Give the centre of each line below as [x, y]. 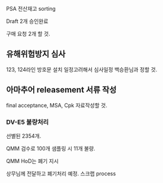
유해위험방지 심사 [36, 54]
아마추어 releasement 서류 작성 [61, 90]
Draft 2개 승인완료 [27, 21]
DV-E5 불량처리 [28, 122]
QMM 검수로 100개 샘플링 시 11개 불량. [51, 148]
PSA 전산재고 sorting [31, 9]
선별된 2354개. [24, 136]
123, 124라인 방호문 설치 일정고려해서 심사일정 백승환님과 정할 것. [82, 69]
